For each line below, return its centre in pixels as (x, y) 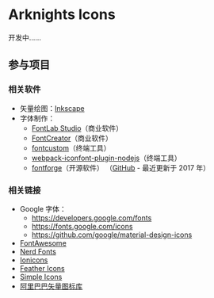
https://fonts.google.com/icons (82, 226)
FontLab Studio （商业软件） (77, 128)
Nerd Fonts (38, 251)
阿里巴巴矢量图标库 (51, 286)
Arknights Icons (62, 15)
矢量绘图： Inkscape (52, 108)
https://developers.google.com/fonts (92, 218)
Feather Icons (42, 268)
